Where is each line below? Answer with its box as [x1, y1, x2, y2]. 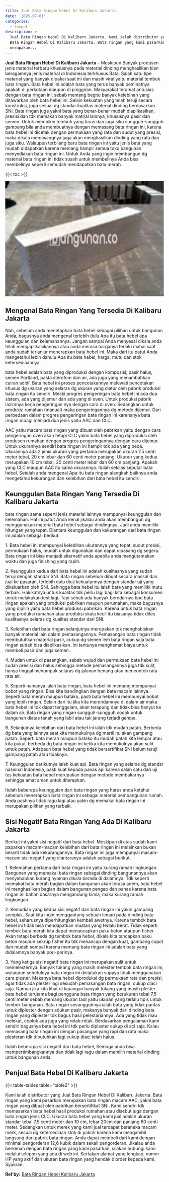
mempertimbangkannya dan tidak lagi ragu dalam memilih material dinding [5, 1049, 160, 1055]
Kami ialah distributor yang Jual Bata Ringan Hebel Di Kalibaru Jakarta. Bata [5, 1092, 162, 1098]
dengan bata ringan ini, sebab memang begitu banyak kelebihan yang [5, 92, 150, 98]
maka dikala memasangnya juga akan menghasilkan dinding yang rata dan [5, 134, 159, 140]
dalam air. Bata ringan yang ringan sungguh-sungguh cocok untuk [5, 710, 143, 716]
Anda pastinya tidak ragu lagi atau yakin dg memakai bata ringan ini [5, 798, 145, 804]
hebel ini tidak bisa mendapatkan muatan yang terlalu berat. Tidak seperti [5, 922, 157, 928]
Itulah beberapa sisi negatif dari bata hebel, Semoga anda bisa [5, 1043, 135, 1049]
